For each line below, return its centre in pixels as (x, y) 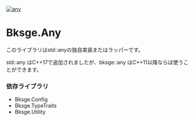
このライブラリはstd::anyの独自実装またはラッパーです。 (75, 49)
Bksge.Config (31, 99)
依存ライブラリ (27, 86)
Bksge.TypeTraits (36, 106)
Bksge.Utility (30, 112)
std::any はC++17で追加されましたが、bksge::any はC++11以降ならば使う (95, 62)
